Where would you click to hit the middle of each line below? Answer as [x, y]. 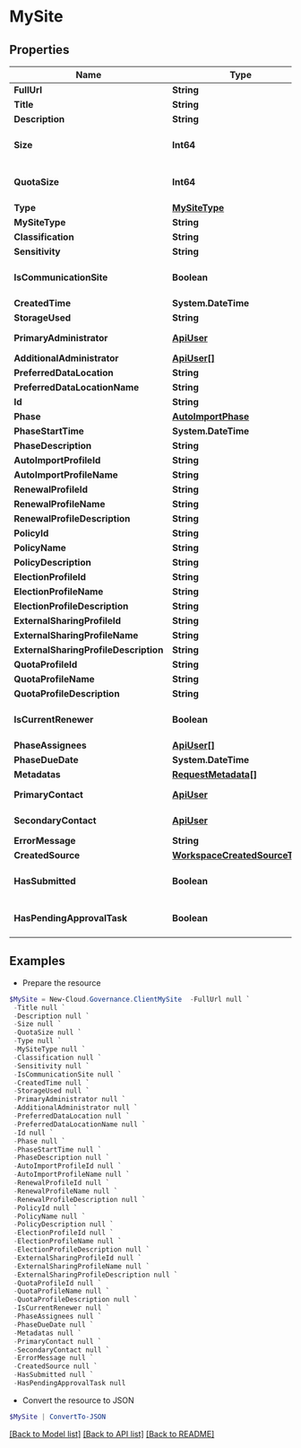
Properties [39, 50]
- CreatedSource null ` [56, 1366]
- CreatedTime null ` [52, 1083]
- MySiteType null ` [50, 1049]
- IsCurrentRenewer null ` [61, 1308]
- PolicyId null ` [45, 1208]
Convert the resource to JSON [78, 1400]
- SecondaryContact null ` [61, 1350]
